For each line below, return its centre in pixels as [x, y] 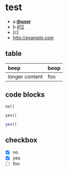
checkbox [21, 140]
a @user [22, 21]
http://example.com [33, 38]
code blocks [25, 95]
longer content [25, 76]
